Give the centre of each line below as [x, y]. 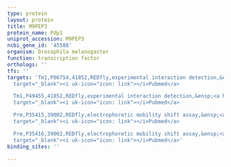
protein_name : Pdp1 [35, 33]
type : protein [27, 13]
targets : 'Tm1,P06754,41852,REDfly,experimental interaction [97, 77]
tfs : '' [18, 71]
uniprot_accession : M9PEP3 [46, 39]
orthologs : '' [27, 65]
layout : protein [30, 20]
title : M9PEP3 [27, 26]
